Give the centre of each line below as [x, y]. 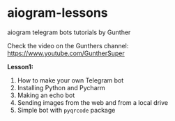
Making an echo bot [46, 95]
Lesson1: [20, 66]
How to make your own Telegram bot [70, 80]
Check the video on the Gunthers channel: [68, 45]
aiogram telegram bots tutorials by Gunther [69, 32]
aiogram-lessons [58, 13]
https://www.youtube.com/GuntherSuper [66, 53]
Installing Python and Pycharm [61, 87]
